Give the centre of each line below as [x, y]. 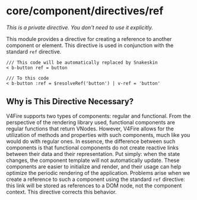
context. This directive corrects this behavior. [61, 192]
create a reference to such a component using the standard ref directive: [96, 179]
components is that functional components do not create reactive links [93, 148]
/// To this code [28, 78]
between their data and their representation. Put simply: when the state [93, 154]
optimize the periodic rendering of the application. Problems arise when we [98, 173]
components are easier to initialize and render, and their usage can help [94, 166]
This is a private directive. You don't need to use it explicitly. [80, 27]
